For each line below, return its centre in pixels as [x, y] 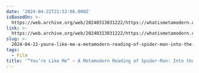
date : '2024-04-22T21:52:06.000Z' [49, 11]
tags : [13, 50]
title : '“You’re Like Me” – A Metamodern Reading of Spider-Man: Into [95, 61]
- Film [20, 55]
